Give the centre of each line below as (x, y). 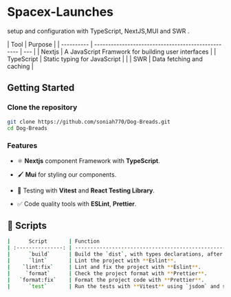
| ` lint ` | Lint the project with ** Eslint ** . (92, 261)
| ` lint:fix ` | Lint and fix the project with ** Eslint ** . (104, 267)
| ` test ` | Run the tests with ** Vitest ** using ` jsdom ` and (113, 286)
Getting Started (41, 88)
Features (22, 146)
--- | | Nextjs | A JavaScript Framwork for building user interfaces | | (120, 52)
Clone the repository (42, 107)
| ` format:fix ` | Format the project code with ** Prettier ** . (106, 280)
